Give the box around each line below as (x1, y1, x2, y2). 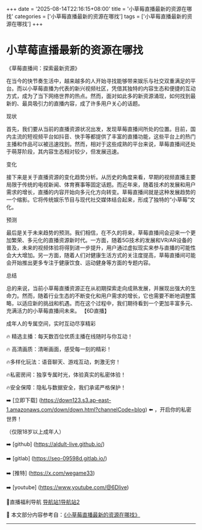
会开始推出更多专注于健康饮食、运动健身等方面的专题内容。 (6, 259, 154, 266)
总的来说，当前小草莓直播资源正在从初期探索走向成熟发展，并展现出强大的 (6, 284, 191, 291)
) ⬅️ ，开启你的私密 (145, 406, 192, 413)
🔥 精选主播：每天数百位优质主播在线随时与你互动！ (6, 332, 133, 340)
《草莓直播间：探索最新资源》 (6, 64, 80, 72)
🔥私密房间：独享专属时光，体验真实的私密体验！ (6, 371, 126, 378)
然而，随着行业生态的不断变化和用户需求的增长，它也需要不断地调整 (22, 292, 191, 299)
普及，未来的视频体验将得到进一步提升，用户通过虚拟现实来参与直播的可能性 (6, 244, 196, 251)
